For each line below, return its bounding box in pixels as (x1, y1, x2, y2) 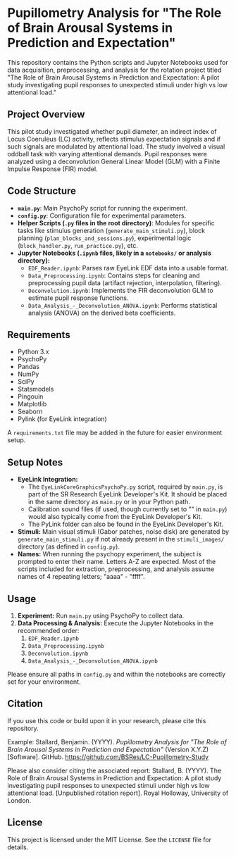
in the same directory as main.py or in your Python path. (27, 498, 190, 506)
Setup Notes (7, 456, 63, 468)
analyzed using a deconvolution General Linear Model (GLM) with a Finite (7, 157, 221, 165)
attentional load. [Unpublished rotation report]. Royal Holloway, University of (7, 789, 229, 797)
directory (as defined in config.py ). (17, 542, 120, 551)
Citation (7, 698, 44, 710)
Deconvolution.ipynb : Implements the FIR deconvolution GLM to (27, 286, 213, 294)
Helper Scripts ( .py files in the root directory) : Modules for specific (17, 218, 215, 227)
